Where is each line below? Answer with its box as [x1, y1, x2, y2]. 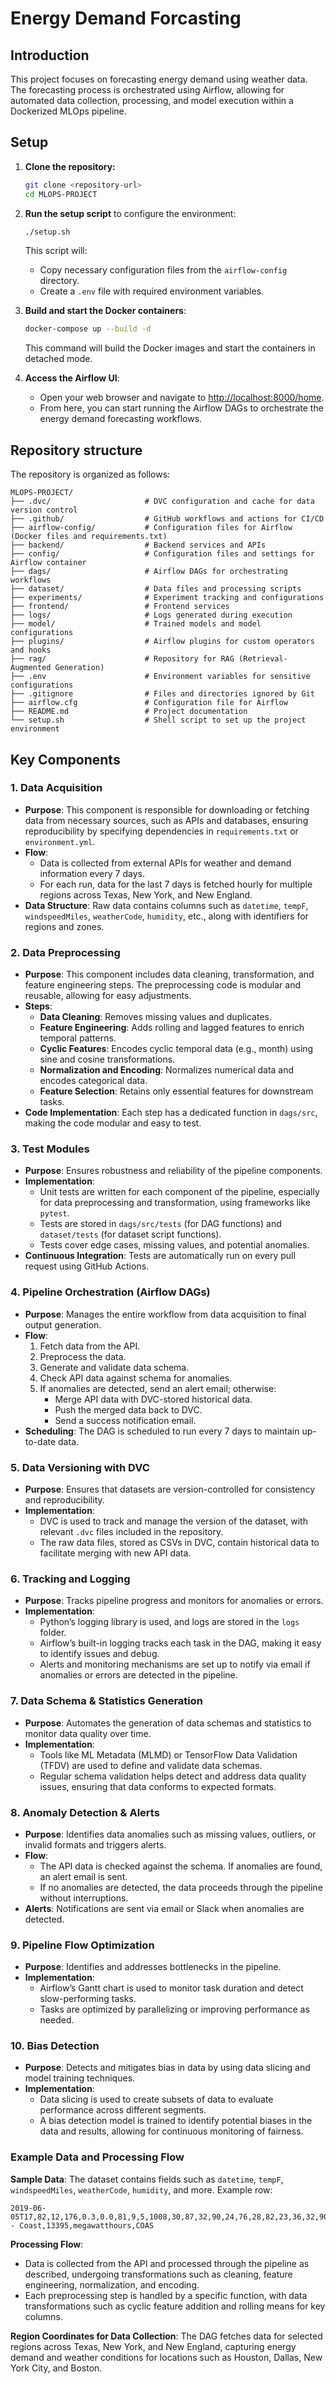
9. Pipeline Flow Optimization [10, 1938, 155, 1952]
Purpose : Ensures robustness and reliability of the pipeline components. [24, 1165, 323, 1177]
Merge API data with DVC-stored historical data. [54, 1393, 253, 1405]
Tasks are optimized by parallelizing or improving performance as [39, 2003, 310, 2016]
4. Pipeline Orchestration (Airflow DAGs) [10, 1285, 211, 1299]
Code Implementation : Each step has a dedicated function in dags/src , [24, 1107, 318, 1119]
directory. [39, 275, 80, 287]
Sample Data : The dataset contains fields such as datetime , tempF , [10, 2173, 284, 2185]
